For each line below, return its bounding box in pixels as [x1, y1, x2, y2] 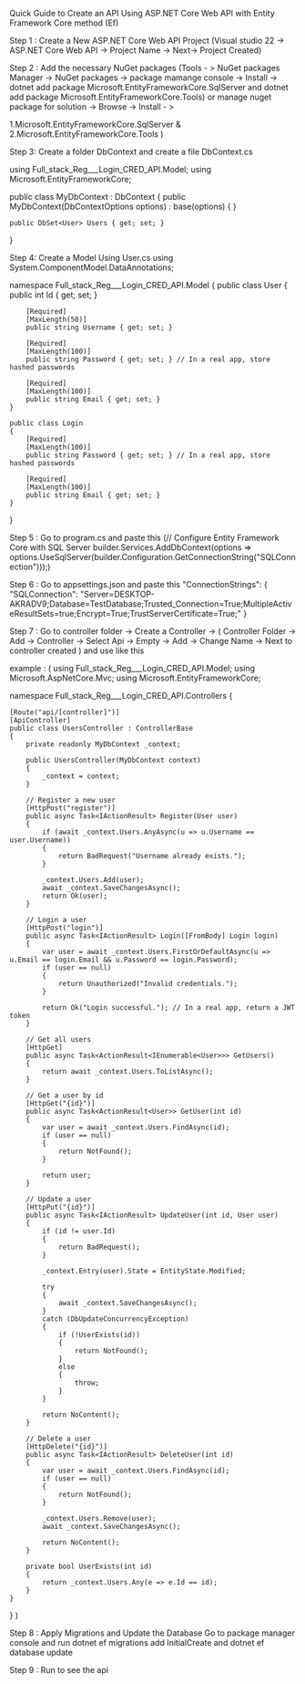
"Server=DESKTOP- [80, 588, 155, 599]
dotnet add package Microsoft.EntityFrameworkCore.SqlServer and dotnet [9, 82, 289, 92]
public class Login [9, 419, 84, 428]
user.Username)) [9, 836, 71, 845]
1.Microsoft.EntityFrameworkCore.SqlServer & [9, 119, 182, 130]
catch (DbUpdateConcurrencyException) [42, 1315, 189, 1324]
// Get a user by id [25, 1091, 104, 1100]
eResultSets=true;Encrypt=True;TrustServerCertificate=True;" [9, 608, 242, 619]
